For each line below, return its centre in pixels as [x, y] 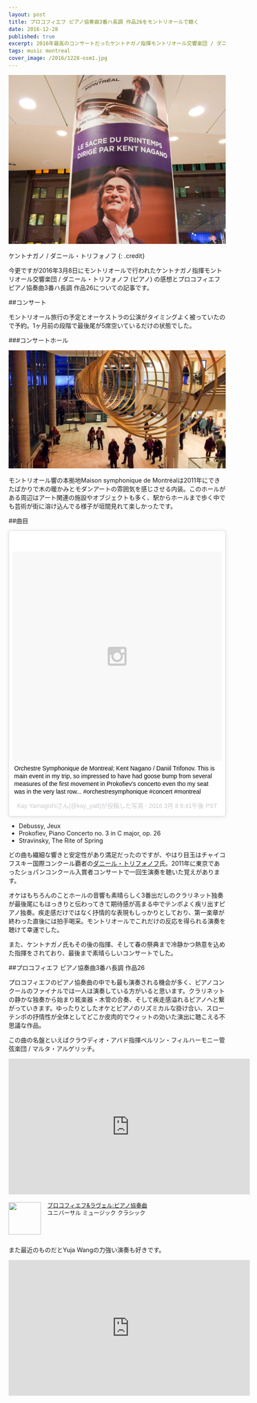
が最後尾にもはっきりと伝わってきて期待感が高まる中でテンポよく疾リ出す [114, 904]
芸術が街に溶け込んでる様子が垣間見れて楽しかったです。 [95, 506]
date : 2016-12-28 [33, 29]
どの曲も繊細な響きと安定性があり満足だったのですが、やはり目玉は [105, 854]
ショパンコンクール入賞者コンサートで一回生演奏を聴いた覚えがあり [117, 871]
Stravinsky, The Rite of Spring [61, 840]
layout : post [27, 14]
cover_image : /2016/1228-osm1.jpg [58, 59]
